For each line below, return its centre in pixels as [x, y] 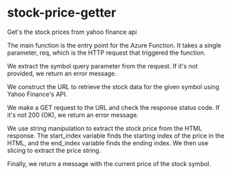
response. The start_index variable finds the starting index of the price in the [116, 136]
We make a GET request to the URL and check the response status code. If [113, 107]
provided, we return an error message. [62, 73]
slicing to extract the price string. [54, 150]
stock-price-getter [62, 13]
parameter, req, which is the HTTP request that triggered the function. [107, 53]
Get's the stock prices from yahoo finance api [72, 32]
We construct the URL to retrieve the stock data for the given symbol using [113, 86]
